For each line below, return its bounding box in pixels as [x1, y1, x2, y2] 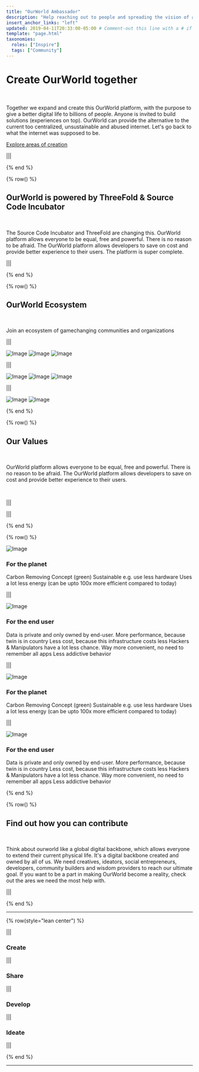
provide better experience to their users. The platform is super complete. [6, 248, 184, 255]
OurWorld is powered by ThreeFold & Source [6, 192, 174, 203]
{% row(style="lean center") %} [6, 917, 85, 924]
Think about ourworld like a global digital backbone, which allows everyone [6, 846, 190, 853]
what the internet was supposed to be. [6, 129, 101, 137]
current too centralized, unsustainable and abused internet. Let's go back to [6, 123, 192, 130]
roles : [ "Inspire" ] [11, 42, 60, 48]
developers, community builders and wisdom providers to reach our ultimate [6, 865, 192, 872]
